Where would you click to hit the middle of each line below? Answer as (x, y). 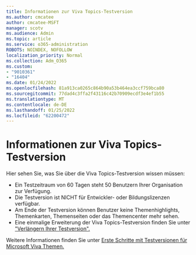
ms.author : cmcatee (30, 17)
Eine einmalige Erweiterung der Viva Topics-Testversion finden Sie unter (102, 223)
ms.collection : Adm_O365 (36, 61)
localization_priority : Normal (44, 55)
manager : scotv (25, 28)
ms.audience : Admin (30, 34)
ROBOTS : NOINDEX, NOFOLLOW (39, 50)
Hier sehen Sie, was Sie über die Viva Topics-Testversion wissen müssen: (96, 174)
